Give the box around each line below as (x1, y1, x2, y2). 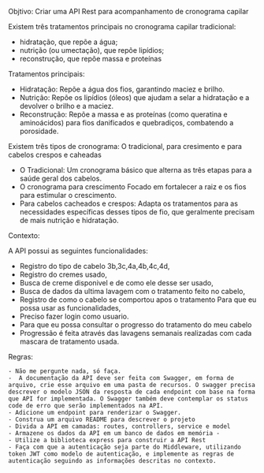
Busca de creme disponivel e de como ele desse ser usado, (19, 278, 214, 287)
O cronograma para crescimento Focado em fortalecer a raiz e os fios (19, 182, 247, 192)
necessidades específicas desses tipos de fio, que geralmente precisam (19, 207, 255, 216)
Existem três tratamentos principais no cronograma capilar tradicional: (8, 22, 236, 31)
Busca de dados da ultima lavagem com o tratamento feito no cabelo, (19, 287, 246, 296)
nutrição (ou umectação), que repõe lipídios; (19, 46, 165, 54)
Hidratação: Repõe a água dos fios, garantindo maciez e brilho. (19, 84, 225, 94)
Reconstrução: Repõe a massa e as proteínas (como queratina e (19, 110, 228, 119)
